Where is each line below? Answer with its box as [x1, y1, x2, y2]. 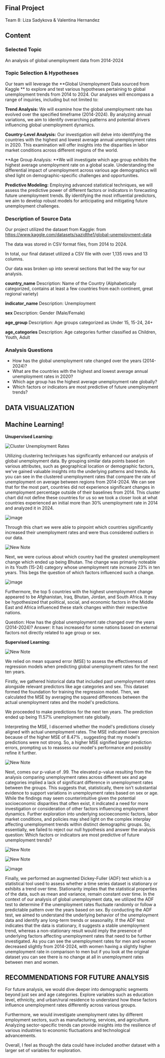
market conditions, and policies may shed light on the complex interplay [5, 816, 151, 822]
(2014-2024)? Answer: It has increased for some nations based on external [5, 624, 158, 630]
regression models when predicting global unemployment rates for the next [5, 663, 158, 669]
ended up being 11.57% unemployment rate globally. [5, 714, 111, 720]
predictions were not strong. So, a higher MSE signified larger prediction [5, 739, 152, 745]
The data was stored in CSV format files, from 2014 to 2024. [5, 241, 127, 247]
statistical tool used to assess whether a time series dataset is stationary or [5, 880, 158, 886]
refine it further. [5, 750, 37, 756]
